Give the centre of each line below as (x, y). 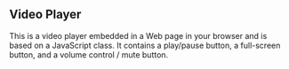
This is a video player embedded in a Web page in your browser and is (138, 35)
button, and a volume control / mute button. (89, 54)
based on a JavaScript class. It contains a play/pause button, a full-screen (145, 45)
